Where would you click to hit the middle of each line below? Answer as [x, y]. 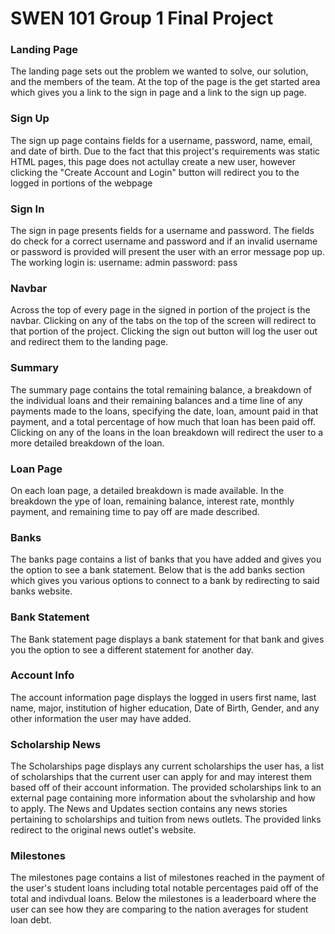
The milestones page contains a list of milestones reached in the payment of [167, 878]
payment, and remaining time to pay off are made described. [135, 511]
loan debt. [31, 920]
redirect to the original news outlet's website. [103, 830]
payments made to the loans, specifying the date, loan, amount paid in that [164, 411]
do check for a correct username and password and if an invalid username [164, 241]
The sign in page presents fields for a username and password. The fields [162, 231]
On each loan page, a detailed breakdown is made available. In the [147, 490]
